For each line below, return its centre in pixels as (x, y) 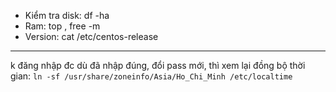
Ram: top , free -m (62, 26)
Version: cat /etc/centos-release (91, 36)
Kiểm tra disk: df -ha (67, 15)
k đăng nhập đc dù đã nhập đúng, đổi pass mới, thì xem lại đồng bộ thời (158, 65)
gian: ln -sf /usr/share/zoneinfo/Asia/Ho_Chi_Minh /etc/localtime (151, 76)
